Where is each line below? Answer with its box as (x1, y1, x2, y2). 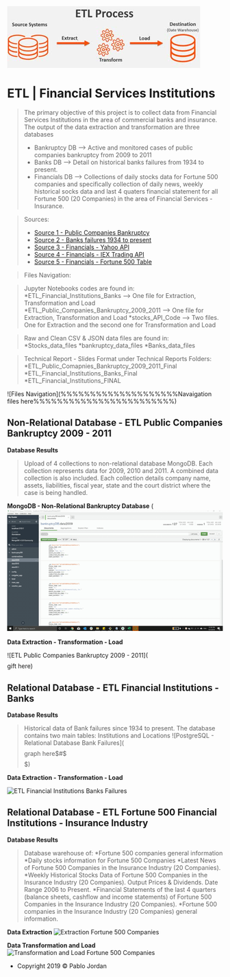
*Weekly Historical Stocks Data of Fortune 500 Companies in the (23, 871, 208, 879)
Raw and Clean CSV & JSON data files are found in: (23, 334, 169, 342)
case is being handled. (23, 488, 88, 496)
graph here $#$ (23, 750, 67, 758)
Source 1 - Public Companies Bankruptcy (34, 228, 150, 236)
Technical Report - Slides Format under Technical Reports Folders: (23, 354, 212, 363)
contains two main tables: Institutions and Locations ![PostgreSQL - (23, 731, 214, 740)
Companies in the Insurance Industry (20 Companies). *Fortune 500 (23, 899, 218, 908)
